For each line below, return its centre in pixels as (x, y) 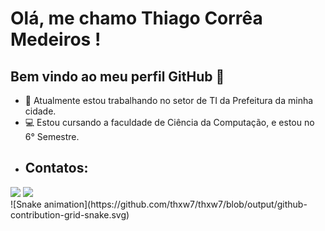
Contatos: (56, 168)
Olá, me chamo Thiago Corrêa (136, 18)
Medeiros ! (56, 39)
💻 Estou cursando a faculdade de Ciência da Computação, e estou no (169, 122)
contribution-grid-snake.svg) (70, 214)
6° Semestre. (52, 136)
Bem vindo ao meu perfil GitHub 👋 (117, 76)
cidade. (40, 111)
